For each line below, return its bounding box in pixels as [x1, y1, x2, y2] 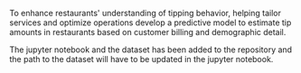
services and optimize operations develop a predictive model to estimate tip [9, 17, 292, 28]
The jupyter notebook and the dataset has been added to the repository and [9, 44, 292, 55]
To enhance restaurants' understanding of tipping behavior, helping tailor [9, 8, 282, 18]
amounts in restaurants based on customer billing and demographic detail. [9, 27, 287, 37]
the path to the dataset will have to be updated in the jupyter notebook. [9, 54, 274, 64]
